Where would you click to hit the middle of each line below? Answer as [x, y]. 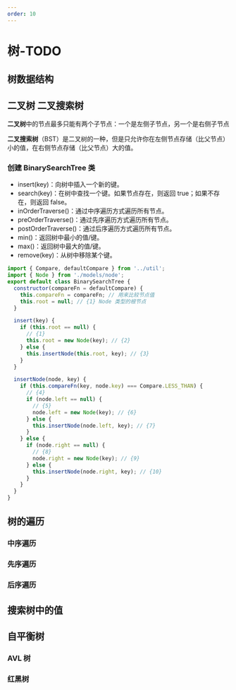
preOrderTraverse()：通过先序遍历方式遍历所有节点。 [95, 220]
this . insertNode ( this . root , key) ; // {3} [88, 353]
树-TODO [35, 51]
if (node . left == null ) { [64, 399]
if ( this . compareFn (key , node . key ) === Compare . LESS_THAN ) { [111, 386]
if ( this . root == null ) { [58, 327]
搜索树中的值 [35, 610]
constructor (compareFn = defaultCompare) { [78, 288]
